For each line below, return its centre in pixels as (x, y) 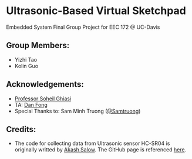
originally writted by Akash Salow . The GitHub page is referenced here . (100, 150)
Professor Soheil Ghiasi (43, 99)
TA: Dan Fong (31, 104)
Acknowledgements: (45, 84)
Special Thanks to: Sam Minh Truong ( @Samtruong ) (78, 111)
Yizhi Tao (26, 59)
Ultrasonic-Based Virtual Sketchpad (96, 11)
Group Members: (38, 45)
